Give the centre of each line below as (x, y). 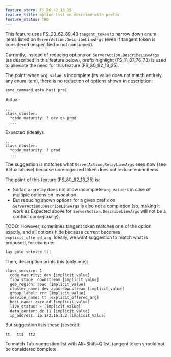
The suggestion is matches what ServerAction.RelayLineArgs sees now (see (86, 164)
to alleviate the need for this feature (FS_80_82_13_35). (62, 66)
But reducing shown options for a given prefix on (64, 200)
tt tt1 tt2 (20, 335)
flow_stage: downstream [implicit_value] (55, 280)
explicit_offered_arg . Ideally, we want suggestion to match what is (77, 237)
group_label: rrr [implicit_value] (48, 293)
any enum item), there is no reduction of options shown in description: (79, 81)
